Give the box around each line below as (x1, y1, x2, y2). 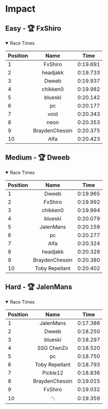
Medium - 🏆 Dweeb (5, 154, 70, 162)
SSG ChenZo (37, 344, 69, 351)
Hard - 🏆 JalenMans (5, 283, 72, 291)
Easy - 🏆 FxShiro (5, 24, 62, 33)
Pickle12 (42, 369, 64, 376)
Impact (5, 3, 36, 15)
